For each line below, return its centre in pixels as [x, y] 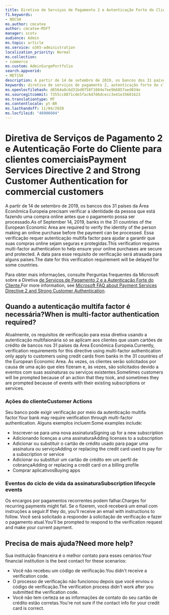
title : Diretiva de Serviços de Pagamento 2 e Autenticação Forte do [80, 10]
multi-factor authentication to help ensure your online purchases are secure [83, 248]
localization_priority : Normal [38, 52]
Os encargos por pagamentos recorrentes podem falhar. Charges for [76, 501]
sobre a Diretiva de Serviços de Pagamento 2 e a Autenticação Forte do [79, 280]
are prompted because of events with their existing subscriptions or [75, 383]
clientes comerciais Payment [66, 160]
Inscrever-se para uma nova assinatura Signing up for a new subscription [88, 433]
